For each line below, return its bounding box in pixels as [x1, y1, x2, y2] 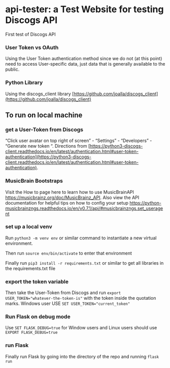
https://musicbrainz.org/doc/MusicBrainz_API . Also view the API [5, 194, 140, 201]
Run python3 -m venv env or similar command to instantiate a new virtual [5, 235, 157, 241]
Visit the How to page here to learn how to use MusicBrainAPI [5, 189, 134, 195]
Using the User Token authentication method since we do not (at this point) [5, 55, 162, 62]
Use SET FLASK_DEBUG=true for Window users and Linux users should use [5, 325, 157, 331]
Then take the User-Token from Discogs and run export [5, 290, 121, 296]
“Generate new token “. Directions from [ [5, 143, 90, 149]
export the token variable [5, 278, 69, 285]
